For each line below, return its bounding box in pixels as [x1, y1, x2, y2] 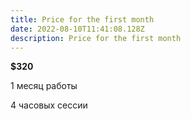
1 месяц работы [10, 80, 78, 92]
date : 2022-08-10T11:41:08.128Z [10, 24, 145, 34]
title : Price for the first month [10, 14, 155, 25]
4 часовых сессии [10, 99, 88, 111]
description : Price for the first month [10, 33, 182, 43]
